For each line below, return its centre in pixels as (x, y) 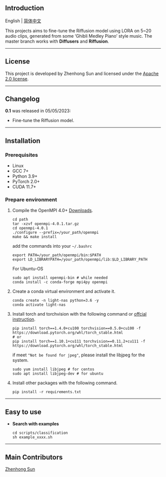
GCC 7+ (20, 171)
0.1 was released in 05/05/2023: (38, 111)
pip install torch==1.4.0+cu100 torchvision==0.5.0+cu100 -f (77, 329)
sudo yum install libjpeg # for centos (53, 369)
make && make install (34, 237)
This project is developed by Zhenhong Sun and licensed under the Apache (82, 73)
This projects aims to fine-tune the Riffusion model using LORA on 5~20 (78, 31)
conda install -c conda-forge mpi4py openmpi (60, 282)
